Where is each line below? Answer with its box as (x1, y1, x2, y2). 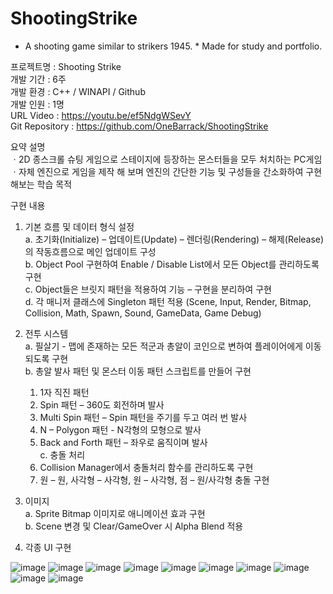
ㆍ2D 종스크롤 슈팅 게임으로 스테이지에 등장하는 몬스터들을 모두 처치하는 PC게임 (10, 153, 323, 165)
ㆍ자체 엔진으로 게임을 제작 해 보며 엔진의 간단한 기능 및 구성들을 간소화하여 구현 (10, 165, 323, 177)
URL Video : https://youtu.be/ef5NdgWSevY (10, 109, 192, 121)
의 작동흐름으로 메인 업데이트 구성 (24, 245, 157, 257)
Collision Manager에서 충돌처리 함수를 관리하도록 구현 (39, 461, 254, 473)
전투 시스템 (24, 327, 69, 339)
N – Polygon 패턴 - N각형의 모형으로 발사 (39, 423, 202, 436)
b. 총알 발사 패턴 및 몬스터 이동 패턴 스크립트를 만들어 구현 (24, 365, 252, 377)
